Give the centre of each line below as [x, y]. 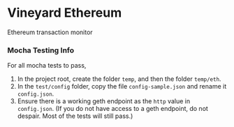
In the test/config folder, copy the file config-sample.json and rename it [122, 87]
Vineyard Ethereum [65, 13]
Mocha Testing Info [41, 50]
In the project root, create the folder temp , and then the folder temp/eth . [119, 79]
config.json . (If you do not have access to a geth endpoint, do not [112, 109]
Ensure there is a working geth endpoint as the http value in [104, 101]
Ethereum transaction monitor [50, 32]
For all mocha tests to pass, [47, 66]
